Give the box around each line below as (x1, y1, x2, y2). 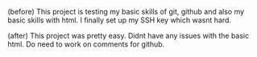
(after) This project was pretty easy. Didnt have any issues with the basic (7, 31, 250, 40)
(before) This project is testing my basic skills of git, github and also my (7, 7, 245, 16)
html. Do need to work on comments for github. (7, 39, 165, 49)
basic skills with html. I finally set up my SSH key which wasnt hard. (7, 15, 231, 25)
